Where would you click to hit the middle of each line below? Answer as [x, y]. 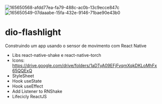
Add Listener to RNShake [37, 91]
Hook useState [27, 81]
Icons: [18, 60]
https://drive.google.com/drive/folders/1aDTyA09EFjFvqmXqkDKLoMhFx [84, 65]
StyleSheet [23, 76]
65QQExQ [22, 70]
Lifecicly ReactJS [29, 96]
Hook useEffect [28, 86]
